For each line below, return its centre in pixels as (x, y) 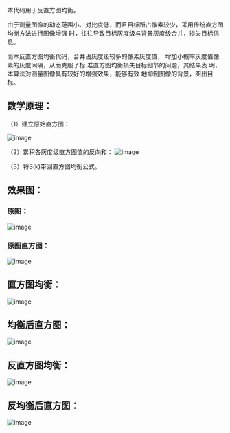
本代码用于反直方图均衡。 (43, 10)
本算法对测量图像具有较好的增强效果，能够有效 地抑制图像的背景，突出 (107, 74)
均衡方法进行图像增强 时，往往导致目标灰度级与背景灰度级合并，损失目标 (110, 33)
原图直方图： (28, 246)
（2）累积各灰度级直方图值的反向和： (60, 152)
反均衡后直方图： (43, 405)
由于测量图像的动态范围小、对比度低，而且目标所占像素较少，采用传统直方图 (115, 25)
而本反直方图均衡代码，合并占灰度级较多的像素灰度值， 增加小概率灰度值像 (113, 56)
